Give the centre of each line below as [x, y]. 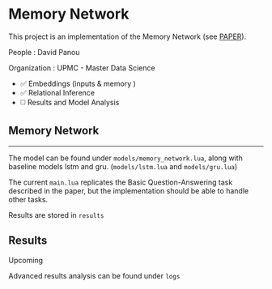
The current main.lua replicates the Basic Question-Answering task [121, 182]
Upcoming [25, 260]
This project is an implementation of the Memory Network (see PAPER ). [127, 36]
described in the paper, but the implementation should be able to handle [129, 190]
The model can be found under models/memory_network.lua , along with [125, 158]
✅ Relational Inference [57, 92]
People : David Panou [44, 52]
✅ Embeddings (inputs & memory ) [78, 83]
